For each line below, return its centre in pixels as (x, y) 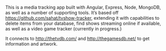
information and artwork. (32, 44)
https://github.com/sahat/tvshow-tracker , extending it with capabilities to (82, 18)
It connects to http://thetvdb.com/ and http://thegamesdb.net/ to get (77, 38)
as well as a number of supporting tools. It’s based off (62, 13)
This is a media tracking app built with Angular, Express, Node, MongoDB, (83, 7)
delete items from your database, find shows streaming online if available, (83, 23)
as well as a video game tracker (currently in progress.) (64, 29)
